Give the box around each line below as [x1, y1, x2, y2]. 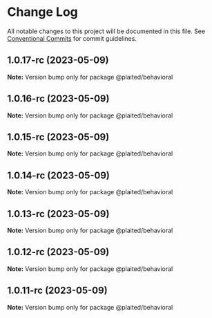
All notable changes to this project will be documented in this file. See [7, 27, 206, 35]
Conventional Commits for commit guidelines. [7, 34, 137, 42]
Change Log [7, 4, 78, 20]
